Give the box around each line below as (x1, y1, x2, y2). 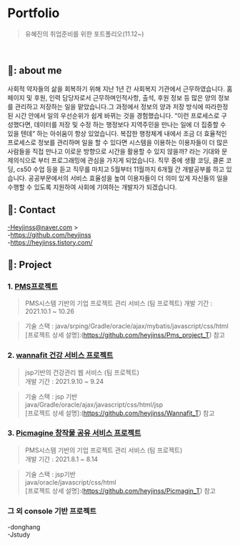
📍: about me (7, 64, 62, 76)
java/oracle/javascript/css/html (24, 477, 116, 487)
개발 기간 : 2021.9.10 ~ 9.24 (24, 377, 104, 385)
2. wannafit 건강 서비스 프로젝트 (7, 350, 114, 360)
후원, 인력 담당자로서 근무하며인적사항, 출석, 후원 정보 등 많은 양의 (34, 93, 216, 101)
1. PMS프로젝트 (7, 281, 59, 291)
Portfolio (7, 5, 60, 21)
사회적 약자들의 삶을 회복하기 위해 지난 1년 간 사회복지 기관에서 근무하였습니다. (7, 84, 226, 93)
